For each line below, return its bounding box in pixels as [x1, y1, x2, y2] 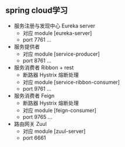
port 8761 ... [22, 57, 52, 64]
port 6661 [22, 134, 46, 141]
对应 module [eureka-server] [22, 29, 92, 36]
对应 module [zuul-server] [22, 128, 86, 135]
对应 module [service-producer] [22, 50, 100, 57]
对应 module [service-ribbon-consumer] [22, 78, 120, 86]
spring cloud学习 [5, 5, 68, 16]
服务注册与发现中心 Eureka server [13, 22, 96, 29]
